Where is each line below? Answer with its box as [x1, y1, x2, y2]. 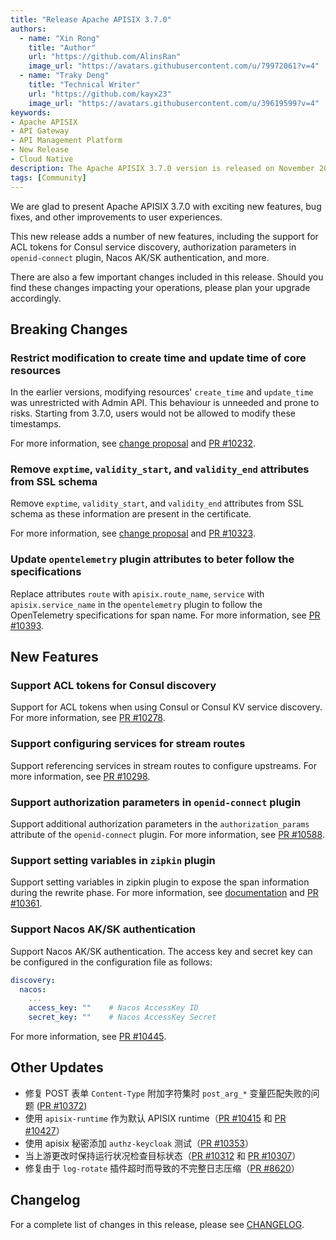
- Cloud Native [10, 154, 74, 164]
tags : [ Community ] [10, 172, 87, 183]
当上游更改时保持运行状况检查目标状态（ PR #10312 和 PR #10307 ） [24, 1149, 302, 1161]
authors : [10, 24, 47, 34]
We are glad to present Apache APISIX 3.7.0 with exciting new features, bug [10, 200, 322, 212]
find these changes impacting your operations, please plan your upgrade [10, 281, 311, 293]
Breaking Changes [10, 321, 128, 338]
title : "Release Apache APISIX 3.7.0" [10, 14, 172, 25]
